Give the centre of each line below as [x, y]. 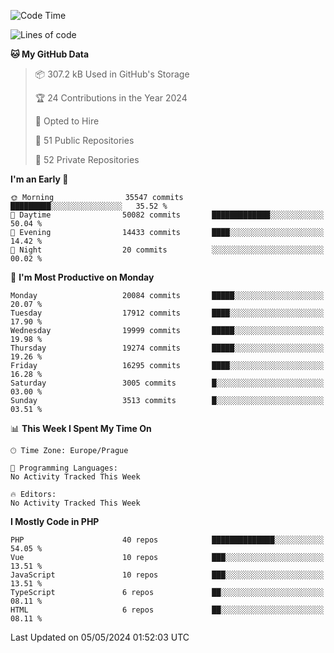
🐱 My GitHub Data [50, 54]
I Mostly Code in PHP [55, 521]
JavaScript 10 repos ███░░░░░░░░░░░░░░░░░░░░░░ [167, 575]
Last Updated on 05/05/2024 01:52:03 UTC [100, 637]
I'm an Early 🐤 [39, 179]
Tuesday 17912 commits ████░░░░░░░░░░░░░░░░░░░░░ [167, 313]
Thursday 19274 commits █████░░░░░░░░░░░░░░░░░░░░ [167, 348]
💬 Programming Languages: [64, 468]
